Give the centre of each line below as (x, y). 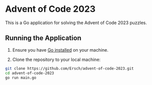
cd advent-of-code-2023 (30, 73)
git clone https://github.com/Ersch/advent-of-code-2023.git (70, 68)
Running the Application (43, 38)
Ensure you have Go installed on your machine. (60, 50)
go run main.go (21, 78)
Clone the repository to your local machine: (56, 59)
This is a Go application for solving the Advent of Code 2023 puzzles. (76, 23)
